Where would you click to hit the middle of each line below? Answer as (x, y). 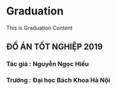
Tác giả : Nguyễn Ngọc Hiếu (47, 64)
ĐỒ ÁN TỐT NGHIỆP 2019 (55, 47)
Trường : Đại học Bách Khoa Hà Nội (58, 80)
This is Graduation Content (39, 28)
